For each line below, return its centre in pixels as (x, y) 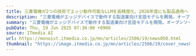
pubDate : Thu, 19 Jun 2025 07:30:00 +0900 (58, 28)
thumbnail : (19, 44)
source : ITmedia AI (30, 33)
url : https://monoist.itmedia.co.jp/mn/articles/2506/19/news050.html (94, 38)
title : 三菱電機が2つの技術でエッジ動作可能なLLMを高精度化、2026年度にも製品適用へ (97, 11)
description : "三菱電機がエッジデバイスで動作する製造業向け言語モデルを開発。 (92, 17)
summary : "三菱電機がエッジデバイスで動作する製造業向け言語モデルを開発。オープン (95, 22)
